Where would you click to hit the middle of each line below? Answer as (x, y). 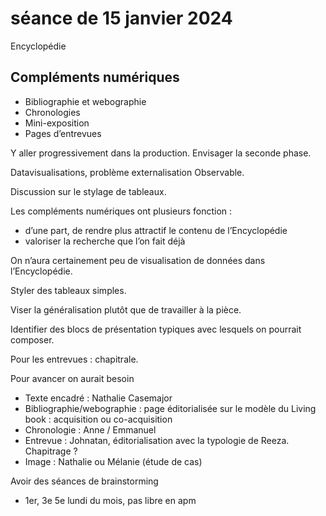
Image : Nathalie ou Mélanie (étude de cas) (113, 461)
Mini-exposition (57, 123)
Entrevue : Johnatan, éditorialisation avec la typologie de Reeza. (157, 440)
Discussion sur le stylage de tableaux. (88, 191)
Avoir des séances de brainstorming (84, 481)
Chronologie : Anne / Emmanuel (90, 429)
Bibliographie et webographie (85, 101)
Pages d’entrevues (63, 133)
